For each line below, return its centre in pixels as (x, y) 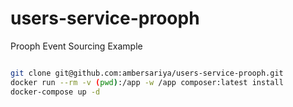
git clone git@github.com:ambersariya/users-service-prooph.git (147, 73)
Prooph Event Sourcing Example (76, 46)
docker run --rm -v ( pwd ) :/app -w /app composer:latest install (147, 82)
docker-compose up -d (55, 92)
